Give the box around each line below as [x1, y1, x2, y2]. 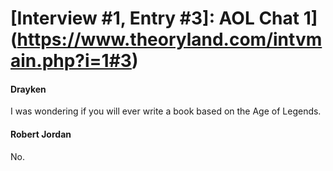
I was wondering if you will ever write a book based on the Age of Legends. [10, 105, 322, 117]
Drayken [10, 83, 47, 95]
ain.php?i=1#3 [10, 50, 132, 72]
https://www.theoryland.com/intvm [16, 28, 323, 51]
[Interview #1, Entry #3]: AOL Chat [10, 7, 300, 30]
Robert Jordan [10, 128, 72, 140]
